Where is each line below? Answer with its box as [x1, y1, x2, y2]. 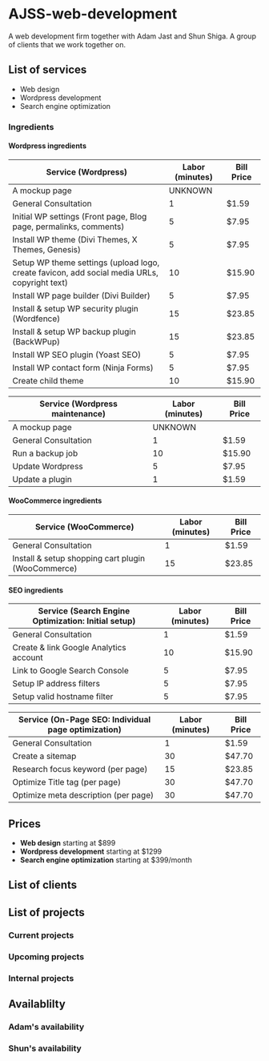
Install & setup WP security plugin [12, 303, 139, 314]
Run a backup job [12, 448, 78, 459]
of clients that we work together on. [8, 39, 126, 49]
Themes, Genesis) [12, 243, 82, 255]
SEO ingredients [8, 585, 64, 595]
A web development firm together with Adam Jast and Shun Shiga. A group [8, 31, 256, 41]
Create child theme [12, 375, 84, 386]
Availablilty [8, 998, 66, 1011]
